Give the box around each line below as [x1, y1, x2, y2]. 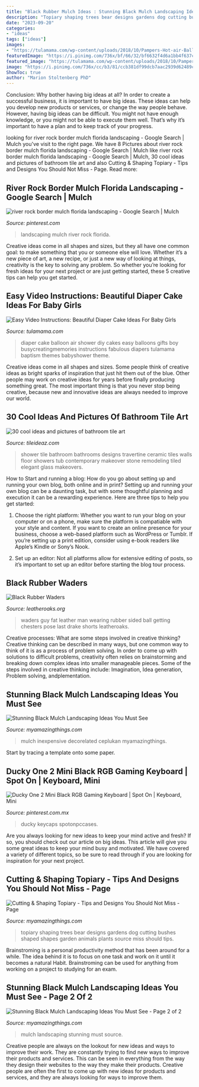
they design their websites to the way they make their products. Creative [6, 1061, 184, 1068]
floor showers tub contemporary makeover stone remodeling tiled [20, 457, 182, 464]
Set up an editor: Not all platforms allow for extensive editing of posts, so [14, 554, 192, 561]
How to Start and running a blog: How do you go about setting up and [6, 475, 176, 482]
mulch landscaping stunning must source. [20, 1031, 123, 1038]
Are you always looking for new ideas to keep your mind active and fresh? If [6, 832, 191, 839]
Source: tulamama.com [6, 328, 64, 335]
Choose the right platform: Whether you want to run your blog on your [14, 511, 186, 519]
